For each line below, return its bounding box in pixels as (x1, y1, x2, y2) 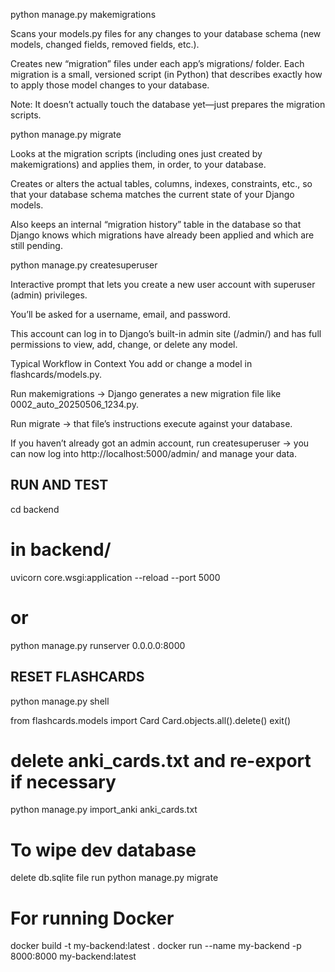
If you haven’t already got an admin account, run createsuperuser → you (10, 437, 310, 449)
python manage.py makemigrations (10, 9, 157, 20)
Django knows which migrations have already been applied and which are (10, 229, 315, 241)
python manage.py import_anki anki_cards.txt (10, 804, 198, 816)
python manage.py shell (10, 695, 110, 707)
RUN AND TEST (10, 477, 109, 494)
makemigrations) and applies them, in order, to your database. (10, 159, 267, 170)
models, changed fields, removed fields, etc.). (10, 39, 200, 50)
